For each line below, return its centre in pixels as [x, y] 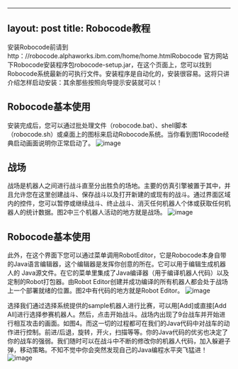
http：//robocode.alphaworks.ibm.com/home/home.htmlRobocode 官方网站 [118, 56]
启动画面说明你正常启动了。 [53, 143]
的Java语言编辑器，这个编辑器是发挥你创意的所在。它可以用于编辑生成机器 [117, 264]
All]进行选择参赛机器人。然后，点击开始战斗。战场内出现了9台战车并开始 [113, 314]
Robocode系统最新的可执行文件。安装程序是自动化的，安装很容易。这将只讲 [119, 73]
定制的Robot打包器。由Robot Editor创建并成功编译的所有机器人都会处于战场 [118, 282]
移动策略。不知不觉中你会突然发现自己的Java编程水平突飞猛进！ [113, 350]
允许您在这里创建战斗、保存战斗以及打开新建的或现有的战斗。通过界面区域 [122, 195]
